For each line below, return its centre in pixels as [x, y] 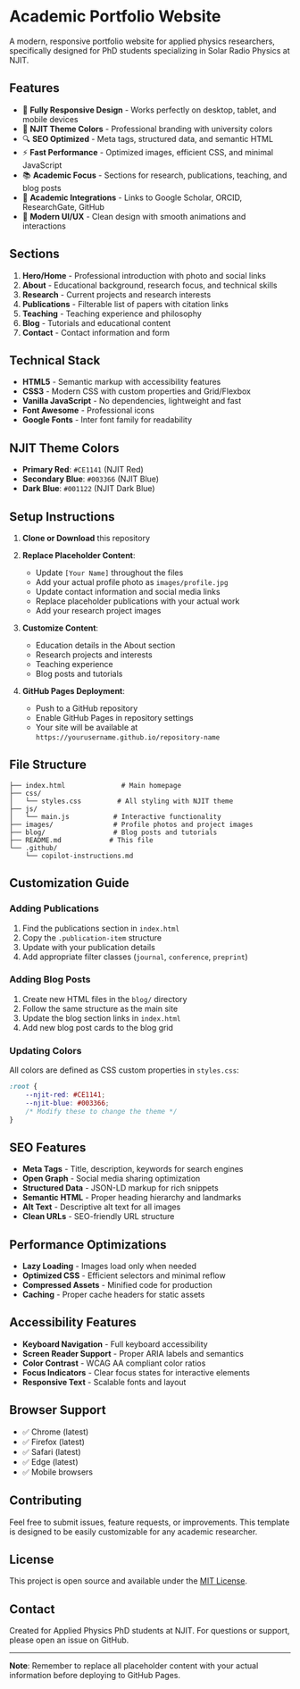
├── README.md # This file [81, 840]
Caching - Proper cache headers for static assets [113, 1295]
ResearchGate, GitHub [63, 206]
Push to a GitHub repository [87, 708]
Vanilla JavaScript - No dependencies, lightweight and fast [132, 401]
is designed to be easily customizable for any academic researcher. [133, 1531]
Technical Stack [55, 360]
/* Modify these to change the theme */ [101, 1111]
